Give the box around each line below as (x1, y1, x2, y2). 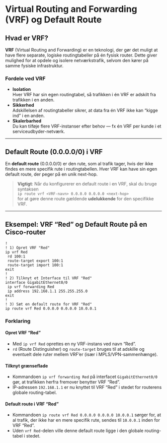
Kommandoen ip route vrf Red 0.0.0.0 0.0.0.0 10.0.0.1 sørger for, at (12, 412, 162, 418)
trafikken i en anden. (12, 97, 55, 103)
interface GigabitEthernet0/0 (5, 280, 68, 285)
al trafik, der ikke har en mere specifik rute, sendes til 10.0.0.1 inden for (12, 417, 160, 423)
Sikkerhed (12, 102, 34, 108)
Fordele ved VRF (5, 75, 46, 82)
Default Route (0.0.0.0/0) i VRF (5, 147, 103, 156)
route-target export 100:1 (7, 258, 64, 263)
